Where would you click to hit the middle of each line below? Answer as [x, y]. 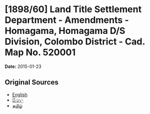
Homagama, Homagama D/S [65, 31]
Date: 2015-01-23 [23, 66]
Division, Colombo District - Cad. [75, 42]
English [20, 94]
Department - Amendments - [67, 20]
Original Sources [32, 82]
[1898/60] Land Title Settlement [73, 9]
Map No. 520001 [40, 52]
